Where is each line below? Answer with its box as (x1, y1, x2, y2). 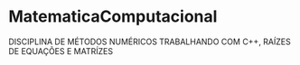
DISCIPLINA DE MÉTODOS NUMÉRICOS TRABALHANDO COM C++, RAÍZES (8, 36, 291, 47)
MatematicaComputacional (8, 6, 218, 27)
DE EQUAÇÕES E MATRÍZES (8, 45, 114, 56)
